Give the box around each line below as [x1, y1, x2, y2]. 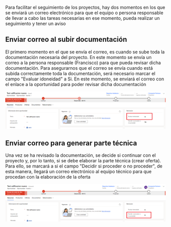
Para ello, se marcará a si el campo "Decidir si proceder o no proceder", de [5, 163, 163, 169]
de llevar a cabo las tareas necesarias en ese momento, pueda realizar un [5, 15, 160, 21]
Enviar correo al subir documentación [5, 35, 127, 44]
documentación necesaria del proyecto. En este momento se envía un [5, 54, 152, 60]
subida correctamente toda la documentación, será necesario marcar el [5, 70, 156, 76]
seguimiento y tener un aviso [5, 20, 66, 26]
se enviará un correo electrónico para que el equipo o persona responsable [5, 10, 164, 16]
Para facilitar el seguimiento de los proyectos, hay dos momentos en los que [5, 5, 165, 10]
